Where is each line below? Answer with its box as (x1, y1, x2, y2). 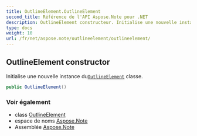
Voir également (6, 97, 51, 106)
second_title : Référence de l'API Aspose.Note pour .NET (6, 14, 148, 20)
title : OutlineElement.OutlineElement (6, 8, 101, 15)
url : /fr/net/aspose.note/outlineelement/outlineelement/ (6, 36, 151, 41)
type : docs (6, 25, 33, 31)
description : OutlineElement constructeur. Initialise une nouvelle (6, 19, 177, 25)
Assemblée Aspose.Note (14, 123, 75, 130)
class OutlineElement (14, 111, 66, 118)
